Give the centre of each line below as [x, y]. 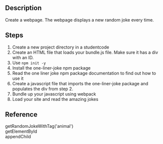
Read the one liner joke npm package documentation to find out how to [84, 73]
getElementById [21, 131]
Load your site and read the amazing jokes [55, 99]
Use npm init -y [29, 63]
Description [23, 8]
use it [18, 78]
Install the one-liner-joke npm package [51, 68]
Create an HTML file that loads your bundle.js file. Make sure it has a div [85, 52]
